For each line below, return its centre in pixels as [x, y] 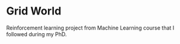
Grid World [34, 11]
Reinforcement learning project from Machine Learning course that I [90, 28]
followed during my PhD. [37, 34]
